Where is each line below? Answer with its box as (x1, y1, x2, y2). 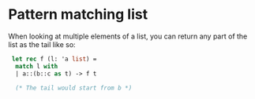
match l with (15, 62, 58, 70)
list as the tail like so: (8, 39, 77, 49)
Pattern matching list (8, 5, 148, 24)
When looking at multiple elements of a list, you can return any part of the (8, 31, 248, 41)
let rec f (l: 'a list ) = (11, 55, 97, 63)
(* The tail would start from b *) (15, 84, 133, 92)
